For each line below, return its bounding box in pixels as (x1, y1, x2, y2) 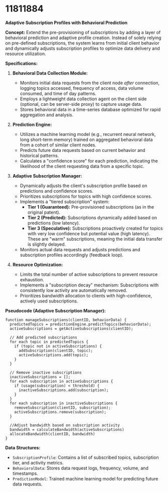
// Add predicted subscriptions (10, 335, 78, 340)
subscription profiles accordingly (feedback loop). (20, 252, 124, 258)
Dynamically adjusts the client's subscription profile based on (20, 183, 147, 189)
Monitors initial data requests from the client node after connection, (20, 80, 159, 86)
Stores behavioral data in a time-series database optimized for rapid (20, 106, 161, 112)
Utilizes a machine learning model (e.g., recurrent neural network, (20, 131, 156, 137)
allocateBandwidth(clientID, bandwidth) (10, 431, 95, 436)
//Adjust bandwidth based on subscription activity (10, 422, 120, 428)
